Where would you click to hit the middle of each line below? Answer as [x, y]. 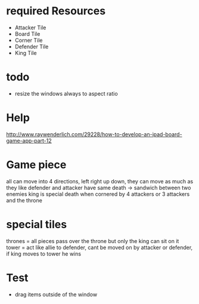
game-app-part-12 [29, 140]
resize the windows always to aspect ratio [66, 93]
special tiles [37, 224]
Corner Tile [29, 40]
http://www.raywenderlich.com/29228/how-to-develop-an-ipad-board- [94, 134]
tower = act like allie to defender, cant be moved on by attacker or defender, [99, 247]
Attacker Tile [30, 27]
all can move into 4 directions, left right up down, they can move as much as [100, 181]
